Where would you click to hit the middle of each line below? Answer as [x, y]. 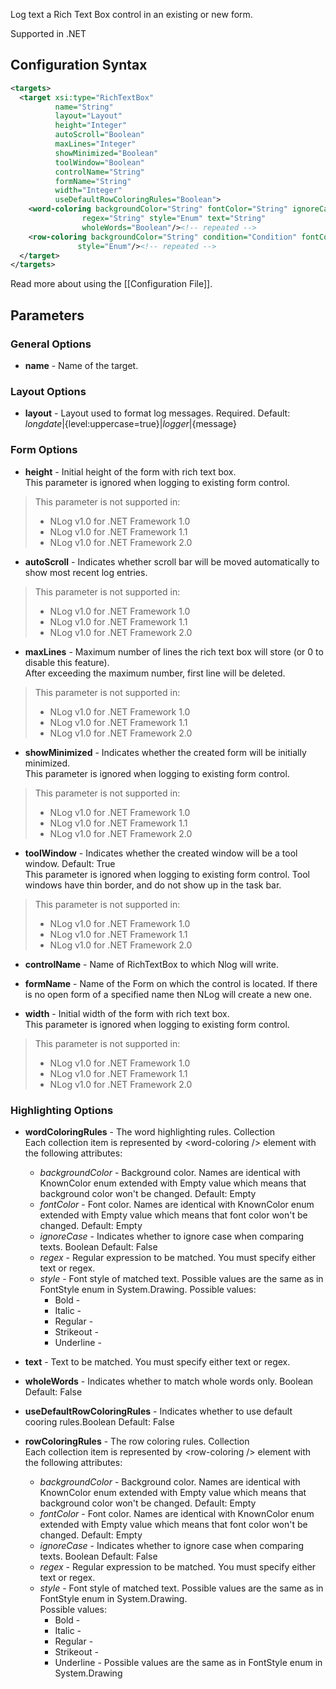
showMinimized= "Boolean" [106, 153]
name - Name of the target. [81, 365]
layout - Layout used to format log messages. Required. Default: [157, 413]
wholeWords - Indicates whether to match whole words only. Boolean [169, 1381]
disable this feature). [67, 662]
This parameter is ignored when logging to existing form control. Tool [167, 874]
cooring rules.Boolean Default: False [99, 1421]
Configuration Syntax [79, 65]
